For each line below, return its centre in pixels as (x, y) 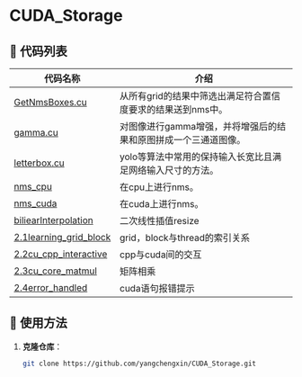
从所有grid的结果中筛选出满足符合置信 (200, 96)
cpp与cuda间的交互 (161, 255)
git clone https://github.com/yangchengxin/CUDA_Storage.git (139, 364)
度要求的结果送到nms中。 (174, 109)
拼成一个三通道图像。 (201, 140)
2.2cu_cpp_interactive (61, 254)
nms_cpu (33, 187)
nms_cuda (36, 203)
